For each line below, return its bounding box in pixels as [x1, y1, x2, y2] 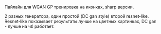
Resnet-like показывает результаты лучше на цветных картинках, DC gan [4, 19, 157, 24]
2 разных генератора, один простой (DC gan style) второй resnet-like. [4, 13, 149, 19]
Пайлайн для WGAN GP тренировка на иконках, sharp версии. [4, 4, 134, 10]
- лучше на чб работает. [4, 23, 54, 29]
